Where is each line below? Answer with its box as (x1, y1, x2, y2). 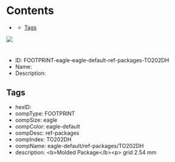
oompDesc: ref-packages (15, 129, 80, 136)
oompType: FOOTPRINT (15, 110, 75, 117)
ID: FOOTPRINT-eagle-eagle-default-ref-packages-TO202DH (15, 57, 170, 64)
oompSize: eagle (15, 116, 58, 124)
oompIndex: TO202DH (15, 135, 72, 143)
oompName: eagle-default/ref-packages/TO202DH (15, 142, 144, 149)
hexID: (15, 103, 32, 110)
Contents (6, 4, 55, 18)
